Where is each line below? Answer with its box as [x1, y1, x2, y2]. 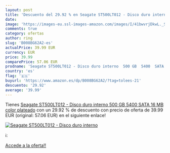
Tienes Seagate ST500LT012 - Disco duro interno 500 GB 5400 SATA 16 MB [5, 101, 164, 107]
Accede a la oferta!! [5, 142, 47, 148]
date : [5, 17, 17, 22]
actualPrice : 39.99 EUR [5, 45, 56, 50]
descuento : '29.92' [5, 83, 47, 88]
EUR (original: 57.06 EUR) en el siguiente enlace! [5, 112, 106, 118]
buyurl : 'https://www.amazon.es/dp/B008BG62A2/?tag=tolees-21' [5, 78, 142, 83]
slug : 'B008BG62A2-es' [5, 41, 53, 46]
